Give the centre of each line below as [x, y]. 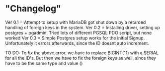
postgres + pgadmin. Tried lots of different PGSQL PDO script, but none [79, 33]
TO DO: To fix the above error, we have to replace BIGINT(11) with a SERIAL [82, 53]
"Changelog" [33, 9]
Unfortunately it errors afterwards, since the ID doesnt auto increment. [77, 43]
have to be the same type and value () [44, 63]
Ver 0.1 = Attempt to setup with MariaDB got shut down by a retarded [76, 22]
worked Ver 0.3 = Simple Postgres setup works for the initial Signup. [75, 38]
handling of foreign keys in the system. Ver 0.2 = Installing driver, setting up [82, 27]
